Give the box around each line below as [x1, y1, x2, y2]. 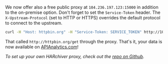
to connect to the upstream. [5, 20, 62, 26]
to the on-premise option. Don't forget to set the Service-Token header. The [5, 9, 161, 15]
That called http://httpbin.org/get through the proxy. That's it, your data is [5, 38, 162, 44]
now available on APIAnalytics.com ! [5, 44, 79, 50]
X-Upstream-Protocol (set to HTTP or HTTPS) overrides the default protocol [5, 15, 161, 20]
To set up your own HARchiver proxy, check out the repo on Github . [5, 53, 144, 59]
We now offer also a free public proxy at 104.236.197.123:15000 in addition [5, 4, 158, 10]
